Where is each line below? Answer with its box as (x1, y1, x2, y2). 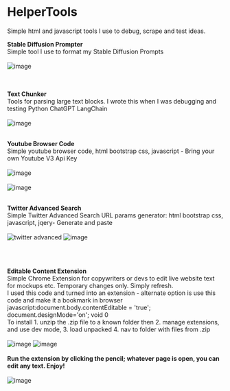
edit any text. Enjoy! (7, 362, 65, 370)
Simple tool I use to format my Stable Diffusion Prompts (7, 47, 164, 56)
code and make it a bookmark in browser (7, 296, 123, 304)
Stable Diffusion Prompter (7, 40, 83, 48)
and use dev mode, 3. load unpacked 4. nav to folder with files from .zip (7, 325, 211, 333)
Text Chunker (7, 90, 47, 98)
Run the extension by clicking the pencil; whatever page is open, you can (7, 354, 220, 362)
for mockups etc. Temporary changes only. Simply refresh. (7, 281, 174, 289)
